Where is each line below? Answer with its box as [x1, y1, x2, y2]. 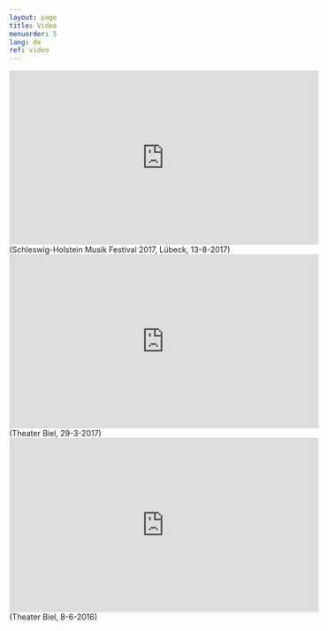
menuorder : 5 [9, 29, 57, 38]
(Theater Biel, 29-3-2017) [9, 428, 102, 439]
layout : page [9, 12, 57, 22]
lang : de [9, 37, 42, 47]
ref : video [9, 46, 50, 55]
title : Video [9, 21, 57, 30]
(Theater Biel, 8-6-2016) [9, 612, 98, 622]
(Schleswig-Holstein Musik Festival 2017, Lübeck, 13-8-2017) [9, 244, 231, 255]
